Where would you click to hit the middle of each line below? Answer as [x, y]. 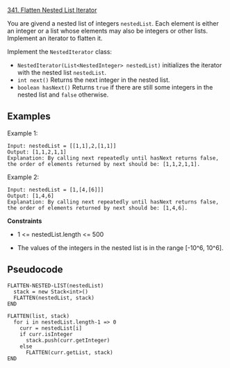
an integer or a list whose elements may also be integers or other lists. [108, 31]
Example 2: [23, 177]
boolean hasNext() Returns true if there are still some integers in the [115, 87]
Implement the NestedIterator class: [60, 52]
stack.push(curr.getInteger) [68, 340]
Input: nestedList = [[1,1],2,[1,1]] [62, 146]
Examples [29, 116]
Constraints [25, 221]
